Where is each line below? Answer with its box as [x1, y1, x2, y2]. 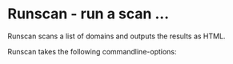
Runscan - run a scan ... [7, 5, 170, 23]
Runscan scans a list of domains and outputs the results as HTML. [7, 31, 226, 41]
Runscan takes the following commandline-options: [7, 46, 177, 56]
